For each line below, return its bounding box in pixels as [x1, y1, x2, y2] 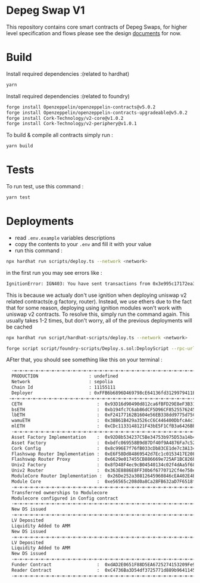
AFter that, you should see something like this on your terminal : [6, 356, 162, 364]
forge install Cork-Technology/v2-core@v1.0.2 [6, 115, 124, 121]
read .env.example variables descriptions [14, 234, 115, 241]
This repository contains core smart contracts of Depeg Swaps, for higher [6, 23, 187, 30]
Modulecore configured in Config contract [11, 495, 118, 501]
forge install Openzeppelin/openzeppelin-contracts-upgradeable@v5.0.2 [6, 110, 187, 116]
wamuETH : [11, 418, 100, 424]
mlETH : [11, 423, 100, 429]
